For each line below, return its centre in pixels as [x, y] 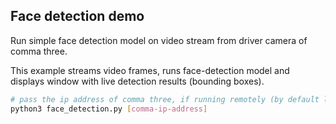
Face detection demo [77, 16]
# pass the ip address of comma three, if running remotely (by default [165, 99]
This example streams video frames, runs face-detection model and [150, 70]
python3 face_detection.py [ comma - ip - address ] [109, 109]
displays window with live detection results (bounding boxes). [137, 81]
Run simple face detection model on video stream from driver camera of [159, 40]
